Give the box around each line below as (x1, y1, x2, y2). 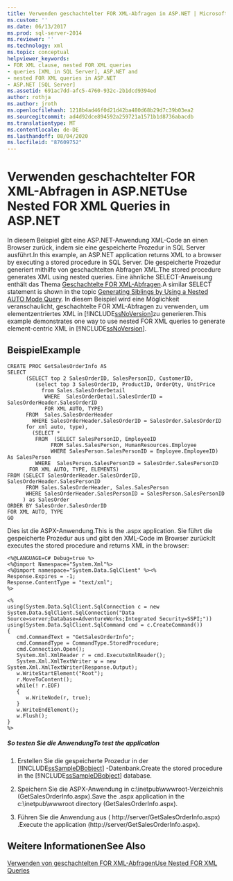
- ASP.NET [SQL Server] (7, 81, 76, 88)
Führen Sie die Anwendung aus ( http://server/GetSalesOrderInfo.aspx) (17, 812, 221, 821)
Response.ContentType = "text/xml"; (7, 579, 113, 586)
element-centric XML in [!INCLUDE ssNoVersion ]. (7, 324, 147, 333)
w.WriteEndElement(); (16, 706, 79, 713)
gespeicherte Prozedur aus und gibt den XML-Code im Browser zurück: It (7, 534, 216, 542)
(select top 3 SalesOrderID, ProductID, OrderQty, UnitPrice (35, 381, 216, 388)
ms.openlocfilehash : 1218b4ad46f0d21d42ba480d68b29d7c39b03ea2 (7, 107, 194, 114)
